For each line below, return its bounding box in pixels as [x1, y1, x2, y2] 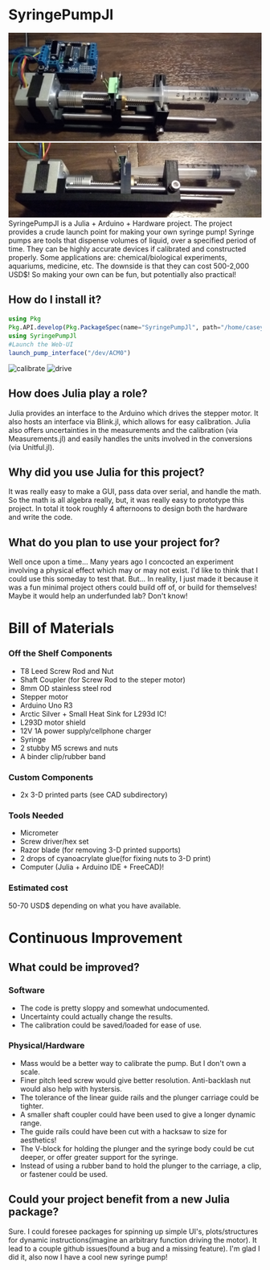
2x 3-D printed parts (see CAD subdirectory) [19, 790, 168, 800]
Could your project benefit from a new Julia [8, 1193, 231, 1207]
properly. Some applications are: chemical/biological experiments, [8, 252, 227, 262]
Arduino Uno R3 [19, 700, 74, 710]
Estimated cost [8, 882, 68, 893]
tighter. [19, 1101, 44, 1110]
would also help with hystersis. [19, 1084, 122, 1093]
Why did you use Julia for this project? [8, 466, 205, 480]
